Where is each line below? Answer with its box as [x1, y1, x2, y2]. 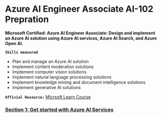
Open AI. [5, 40, 23, 46]
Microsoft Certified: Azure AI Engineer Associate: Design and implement [5, 30, 155, 36]
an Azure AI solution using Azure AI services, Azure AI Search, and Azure [5, 35, 157, 41]
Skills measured [5, 50, 38, 55]
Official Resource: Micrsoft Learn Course [5, 94, 91, 100]
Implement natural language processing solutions [12, 74, 112, 80]
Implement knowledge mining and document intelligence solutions [12, 79, 145, 85]
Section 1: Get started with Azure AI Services [5, 106, 114, 113]
